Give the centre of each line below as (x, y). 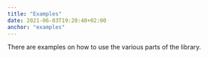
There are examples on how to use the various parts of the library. (104, 47)
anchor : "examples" (36, 27)
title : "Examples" (35, 14)
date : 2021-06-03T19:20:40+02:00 (57, 21)
